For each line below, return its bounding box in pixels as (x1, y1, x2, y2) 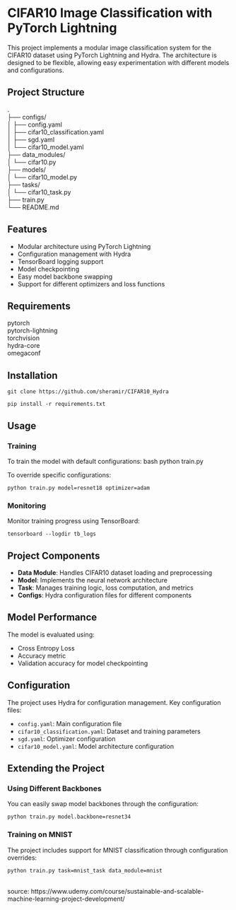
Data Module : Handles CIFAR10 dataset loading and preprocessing (17, 568, 213, 577)
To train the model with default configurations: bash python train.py (7, 457, 203, 465)
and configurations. (7, 66, 64, 74)
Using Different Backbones (7, 783, 102, 793)
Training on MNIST (7, 829, 73, 839)
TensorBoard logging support (17, 257, 104, 266)
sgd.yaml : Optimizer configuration (17, 734, 116, 743)
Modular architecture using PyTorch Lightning (17, 242, 151, 250)
